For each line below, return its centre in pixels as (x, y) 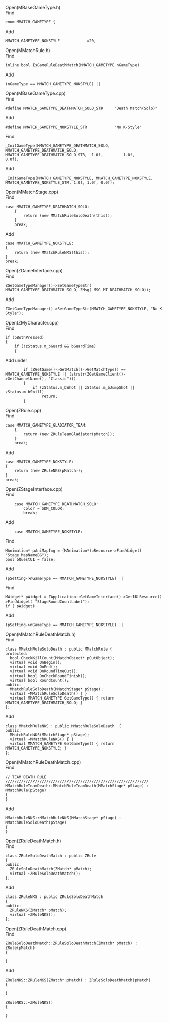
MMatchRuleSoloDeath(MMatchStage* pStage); (56, 689)
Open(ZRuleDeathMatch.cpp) (36, 929)
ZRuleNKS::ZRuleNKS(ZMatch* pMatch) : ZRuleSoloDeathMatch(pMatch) (78, 980)
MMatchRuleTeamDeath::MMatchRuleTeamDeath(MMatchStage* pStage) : (77, 786)
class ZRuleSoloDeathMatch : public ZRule (51, 856)
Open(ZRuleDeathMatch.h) (33, 841)
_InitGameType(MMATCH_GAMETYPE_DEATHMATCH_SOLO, (58, 146)
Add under (16, 360)
